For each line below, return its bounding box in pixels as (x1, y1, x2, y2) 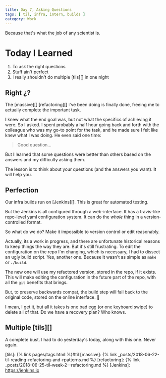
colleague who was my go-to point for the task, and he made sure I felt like (5, 127, 158, 133)
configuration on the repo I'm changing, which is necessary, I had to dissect (5, 248, 160, 255)
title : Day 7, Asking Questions (5, 7, 72, 12)
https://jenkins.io (5, 367, 40, 373)
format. (27, 219, 42, 225)
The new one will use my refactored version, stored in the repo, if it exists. (5, 269, 157, 275)
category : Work (5, 16, 37, 21)
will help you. (5, 172, 32, 178)
